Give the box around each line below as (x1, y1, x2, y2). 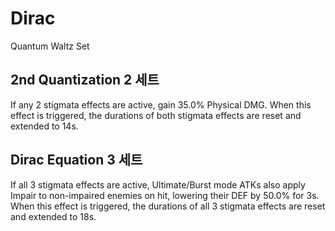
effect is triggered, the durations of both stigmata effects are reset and (10, 109, 302, 121)
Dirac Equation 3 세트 (10, 152, 143, 169)
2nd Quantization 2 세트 (10, 72, 160, 89)
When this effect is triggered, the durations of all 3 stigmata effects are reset (10, 200, 326, 212)
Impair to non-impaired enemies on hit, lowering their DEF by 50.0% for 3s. (10, 189, 320, 201)
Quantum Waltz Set (10, 40, 90, 52)
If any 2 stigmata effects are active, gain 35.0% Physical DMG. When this (10, 98, 312, 111)
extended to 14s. (10, 120, 79, 132)
